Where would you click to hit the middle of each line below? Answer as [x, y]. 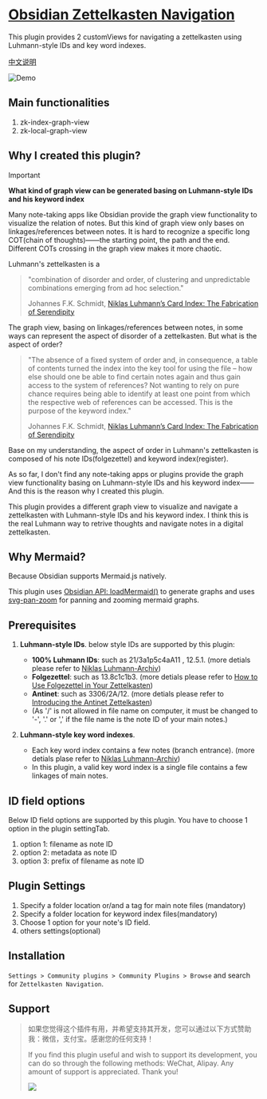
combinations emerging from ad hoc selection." [106, 288]
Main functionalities [59, 103]
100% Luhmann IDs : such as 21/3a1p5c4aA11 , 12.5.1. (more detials [141, 660]
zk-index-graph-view [55, 122]
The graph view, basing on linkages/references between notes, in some [126, 327]
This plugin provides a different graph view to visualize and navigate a [123, 506]
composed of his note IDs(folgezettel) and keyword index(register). [118, 458]
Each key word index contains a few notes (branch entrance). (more [143, 750]
